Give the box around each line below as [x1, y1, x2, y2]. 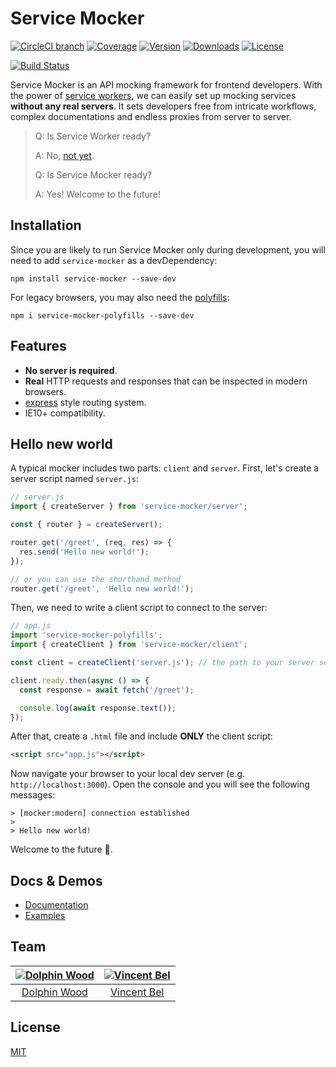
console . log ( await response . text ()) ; [19, 703, 177, 713]
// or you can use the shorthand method [10, 574, 182, 584]
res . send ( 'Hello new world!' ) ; [19, 547, 150, 557]
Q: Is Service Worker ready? [34, 130, 152, 142]
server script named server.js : [10, 473, 139, 485]
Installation [10, 217, 82, 234]
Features [10, 338, 67, 355]
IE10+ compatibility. [24, 407, 106, 419]
